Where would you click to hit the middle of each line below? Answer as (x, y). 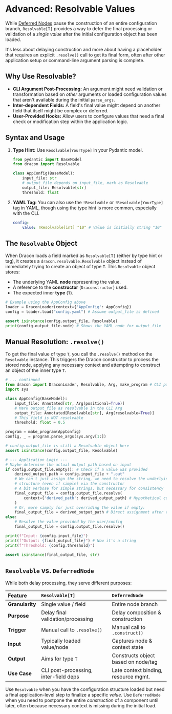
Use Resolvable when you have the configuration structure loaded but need (85, 689)
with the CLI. (26, 213)
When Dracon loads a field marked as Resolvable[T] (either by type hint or (84, 256)
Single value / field (63, 604)
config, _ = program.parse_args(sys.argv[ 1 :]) (56, 437)
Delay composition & (137, 612)
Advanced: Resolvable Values (70, 9)
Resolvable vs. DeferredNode (50, 571)
